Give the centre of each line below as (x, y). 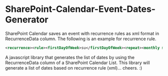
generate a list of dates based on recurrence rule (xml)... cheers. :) (74, 68)
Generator (27, 20)
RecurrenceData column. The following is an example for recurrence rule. (81, 39)
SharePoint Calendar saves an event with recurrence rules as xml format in (82, 33)
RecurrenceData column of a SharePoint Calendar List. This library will (77, 63)
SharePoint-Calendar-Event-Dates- (80, 9)
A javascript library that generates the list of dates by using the (70, 57)
